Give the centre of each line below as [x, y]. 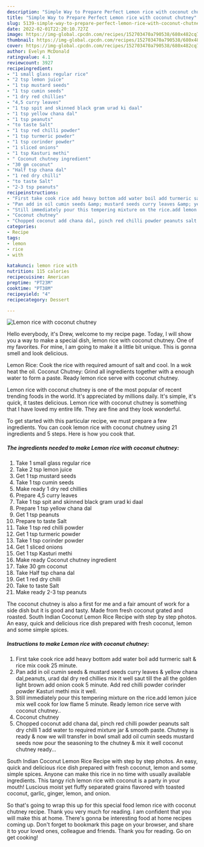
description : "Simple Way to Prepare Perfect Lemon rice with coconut [98, 12]
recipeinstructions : [33, 193]
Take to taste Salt [37, 586]
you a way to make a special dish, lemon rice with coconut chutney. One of [100, 340]
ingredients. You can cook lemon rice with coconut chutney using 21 [92, 427]
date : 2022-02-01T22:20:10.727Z [48, 29]
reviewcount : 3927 [30, 63]
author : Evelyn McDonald [38, 52]
